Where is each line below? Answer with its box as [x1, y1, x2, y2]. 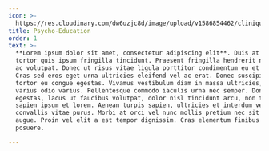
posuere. [15, 124, 45, 132]
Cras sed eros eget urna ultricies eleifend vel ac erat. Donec [15, 71, 235, 80]
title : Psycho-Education [8, 27, 91, 35]
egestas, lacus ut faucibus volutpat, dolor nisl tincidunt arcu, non [15, 94, 256, 102]
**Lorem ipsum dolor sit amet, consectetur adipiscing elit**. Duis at [15, 49, 260, 57]
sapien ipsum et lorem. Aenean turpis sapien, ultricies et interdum [15, 101, 252, 109]
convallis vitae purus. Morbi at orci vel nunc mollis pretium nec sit [15, 109, 260, 117]
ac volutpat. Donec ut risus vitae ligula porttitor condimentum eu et [15, 64, 260, 72]
